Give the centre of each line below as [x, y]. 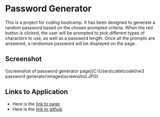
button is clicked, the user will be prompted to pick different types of [75, 33]
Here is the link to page [36, 104]
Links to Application [37, 92]
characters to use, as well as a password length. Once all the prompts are [80, 38]
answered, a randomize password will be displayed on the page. [71, 43]
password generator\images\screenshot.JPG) [52, 76]
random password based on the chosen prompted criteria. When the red [79, 27]
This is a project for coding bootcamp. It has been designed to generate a [80, 22]
